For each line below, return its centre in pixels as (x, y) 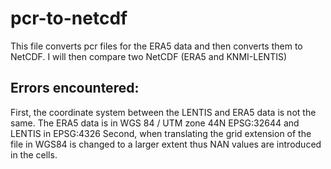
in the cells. (34, 154)
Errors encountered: (75, 88)
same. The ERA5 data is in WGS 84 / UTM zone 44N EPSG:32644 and (155, 123)
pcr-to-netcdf (69, 18)
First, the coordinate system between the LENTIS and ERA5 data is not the (163, 112)
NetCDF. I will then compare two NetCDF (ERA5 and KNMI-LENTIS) (149, 56)
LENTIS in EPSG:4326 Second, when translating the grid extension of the (161, 133)
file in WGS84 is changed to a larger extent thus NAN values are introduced (166, 144)
